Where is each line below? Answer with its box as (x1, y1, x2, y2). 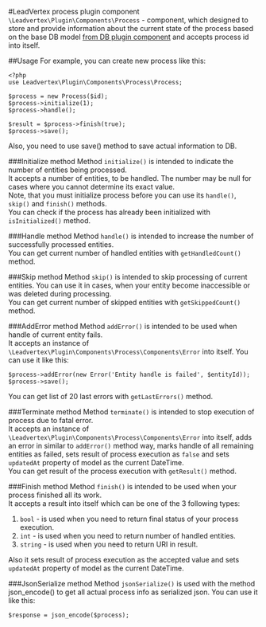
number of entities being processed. (8, 165, 127, 174)
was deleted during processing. (8, 289, 112, 298)
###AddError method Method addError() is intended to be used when (8, 322, 237, 331)
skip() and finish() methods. (8, 199, 107, 208)
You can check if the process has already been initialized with (8, 207, 210, 217)
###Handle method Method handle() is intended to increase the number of (8, 231, 254, 241)
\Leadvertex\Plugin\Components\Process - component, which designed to (8, 15, 249, 25)
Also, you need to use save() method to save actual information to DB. (8, 141, 237, 151)
